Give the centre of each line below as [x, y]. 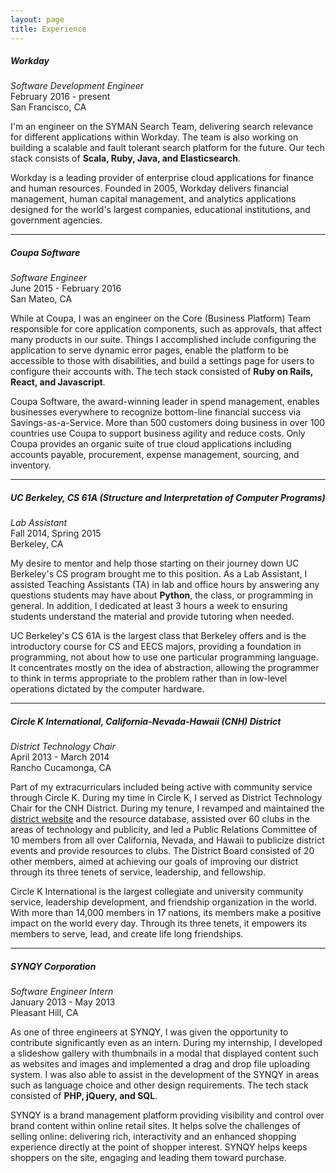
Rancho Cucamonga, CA [61, 768]
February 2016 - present [60, 97]
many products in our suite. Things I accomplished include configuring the [163, 340]
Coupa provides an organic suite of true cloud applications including [151, 444]
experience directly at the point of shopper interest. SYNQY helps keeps [159, 1147]
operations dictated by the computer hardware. [107, 689]
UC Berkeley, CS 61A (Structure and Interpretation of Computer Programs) [168, 498]
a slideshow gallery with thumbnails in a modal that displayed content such [164, 1053]
